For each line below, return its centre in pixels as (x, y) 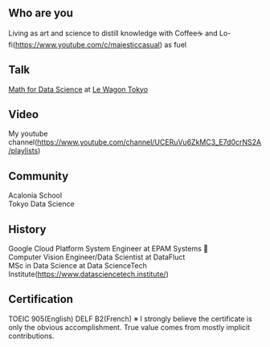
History (27, 229)
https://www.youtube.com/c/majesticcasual (88, 44)
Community (39, 176)
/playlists (23, 151)
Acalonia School (35, 195)
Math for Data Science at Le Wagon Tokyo (78, 89)
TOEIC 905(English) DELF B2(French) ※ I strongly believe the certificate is (131, 318)
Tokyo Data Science (41, 204)
